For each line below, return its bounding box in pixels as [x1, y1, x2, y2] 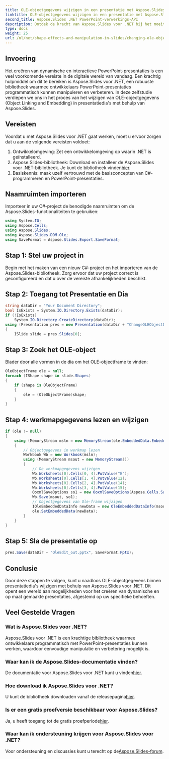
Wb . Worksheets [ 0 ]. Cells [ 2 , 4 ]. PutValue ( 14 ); [32, 480, 127, 485]
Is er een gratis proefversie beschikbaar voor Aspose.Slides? [5, 706, 158, 714]
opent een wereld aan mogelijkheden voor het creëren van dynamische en [5, 588, 159, 594]
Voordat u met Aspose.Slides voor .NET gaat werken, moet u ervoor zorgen [5, 133, 162, 139]
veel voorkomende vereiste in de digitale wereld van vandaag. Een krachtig [5, 73, 161, 79]
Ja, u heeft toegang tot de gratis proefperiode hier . [5, 718, 109, 724]
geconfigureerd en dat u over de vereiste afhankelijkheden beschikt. [5, 275, 147, 281]
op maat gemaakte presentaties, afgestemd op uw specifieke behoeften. [5, 593, 156, 599]
